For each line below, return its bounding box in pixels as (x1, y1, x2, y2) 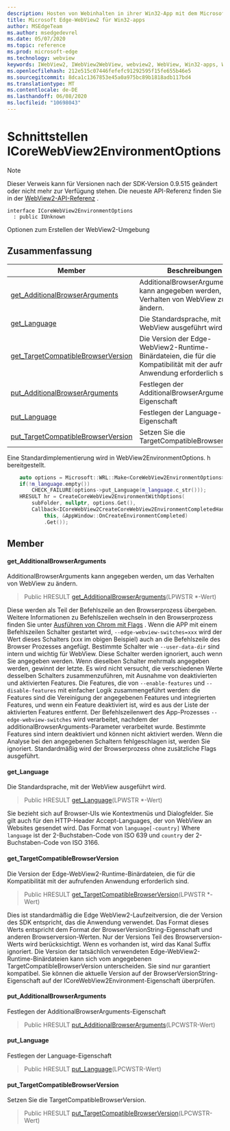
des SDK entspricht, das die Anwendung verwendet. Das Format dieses (7, 918, 209, 926)
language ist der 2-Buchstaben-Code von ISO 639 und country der (7, 831, 194, 839)
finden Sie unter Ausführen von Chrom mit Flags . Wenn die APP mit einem (7, 620, 218, 629)
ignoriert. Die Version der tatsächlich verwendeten (7, 947, 149, 955)
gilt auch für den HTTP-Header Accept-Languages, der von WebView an (7, 817, 212, 825)
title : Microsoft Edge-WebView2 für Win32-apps (7, 16, 146, 23)
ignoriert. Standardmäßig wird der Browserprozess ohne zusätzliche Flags (7, 745, 217, 753)
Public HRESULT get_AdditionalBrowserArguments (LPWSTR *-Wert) (23, 593, 217, 601)
